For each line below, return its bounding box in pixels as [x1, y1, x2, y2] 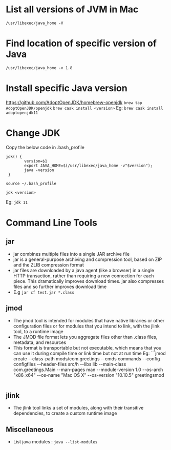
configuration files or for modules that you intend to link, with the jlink [13, 323, 160, 329]
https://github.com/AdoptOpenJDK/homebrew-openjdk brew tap [6, 99, 142, 106]
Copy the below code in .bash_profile [6, 144, 85, 150]
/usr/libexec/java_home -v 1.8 [6, 65, 73, 70]
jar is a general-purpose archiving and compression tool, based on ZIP [13, 256, 162, 262]
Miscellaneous [6, 425, 54, 434]
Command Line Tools [6, 217, 98, 229]
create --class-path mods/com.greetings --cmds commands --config [13, 355, 160, 362]
